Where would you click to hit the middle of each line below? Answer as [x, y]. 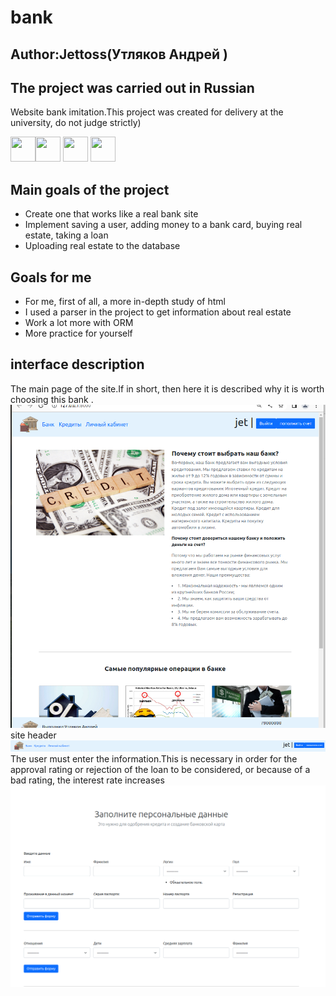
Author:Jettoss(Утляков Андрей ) [119, 54]
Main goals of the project [90, 189]
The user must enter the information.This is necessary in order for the [154, 758]
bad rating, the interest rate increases [87, 780]
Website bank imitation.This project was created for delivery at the [147, 112]
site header [33, 735]
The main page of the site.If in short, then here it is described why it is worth [167, 388]
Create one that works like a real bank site [111, 214]
